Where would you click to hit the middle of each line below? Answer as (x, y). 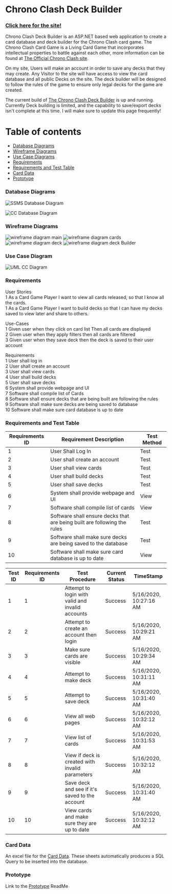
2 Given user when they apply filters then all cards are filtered (70, 334)
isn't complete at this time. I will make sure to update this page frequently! (83, 111)
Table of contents (44, 131)
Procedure (82, 579)
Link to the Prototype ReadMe (37, 886)
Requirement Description (93, 439)
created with (80, 761)
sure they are (81, 823)
